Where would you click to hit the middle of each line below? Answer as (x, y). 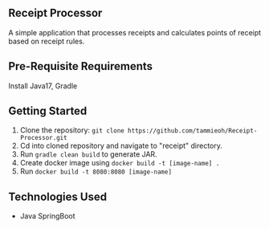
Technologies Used (57, 196)
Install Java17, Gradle (43, 86)
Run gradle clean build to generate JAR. (89, 154)
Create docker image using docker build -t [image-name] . (120, 163)
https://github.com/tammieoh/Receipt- (192, 131)
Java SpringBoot (47, 216)
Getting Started (48, 111)
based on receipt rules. (47, 41)
